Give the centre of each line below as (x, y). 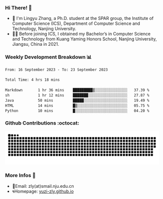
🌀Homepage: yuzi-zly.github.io (43, 191)
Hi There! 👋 (19, 8)
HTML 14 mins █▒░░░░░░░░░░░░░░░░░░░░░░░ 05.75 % (77, 106)
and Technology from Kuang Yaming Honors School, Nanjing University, (84, 39)
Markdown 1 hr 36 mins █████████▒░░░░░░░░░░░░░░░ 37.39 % (77, 90)
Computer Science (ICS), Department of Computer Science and (76, 23)
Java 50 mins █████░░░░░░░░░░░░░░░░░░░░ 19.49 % (77, 100)
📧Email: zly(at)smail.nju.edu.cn (43, 186)
